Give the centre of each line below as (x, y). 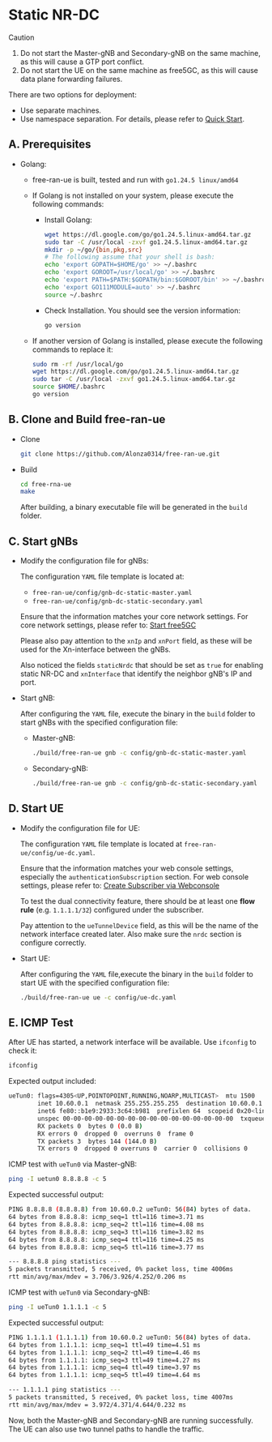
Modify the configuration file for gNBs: (84, 561)
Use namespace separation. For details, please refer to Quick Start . (132, 118)
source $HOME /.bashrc (68, 387)
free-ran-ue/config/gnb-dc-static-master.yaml (112, 593)
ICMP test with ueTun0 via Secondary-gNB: (79, 1292)
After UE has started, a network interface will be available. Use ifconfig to (132, 1042)
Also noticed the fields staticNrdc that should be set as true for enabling (142, 665)
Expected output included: (53, 1081)
